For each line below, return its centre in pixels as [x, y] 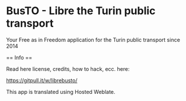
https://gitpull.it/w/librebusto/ [42, 80]
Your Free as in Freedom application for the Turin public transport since [93, 40]
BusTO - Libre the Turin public [81, 11]
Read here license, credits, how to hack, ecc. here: [68, 69]
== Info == [19, 57]
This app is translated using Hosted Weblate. [61, 92]
